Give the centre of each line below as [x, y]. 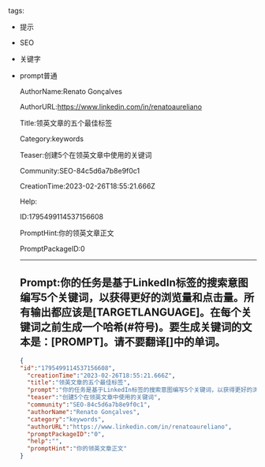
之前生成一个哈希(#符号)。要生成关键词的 [141, 327]
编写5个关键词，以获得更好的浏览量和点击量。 [132, 298]
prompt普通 [38, 76]
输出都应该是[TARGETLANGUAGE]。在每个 [136, 313]
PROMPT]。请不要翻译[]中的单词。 [140, 342]
